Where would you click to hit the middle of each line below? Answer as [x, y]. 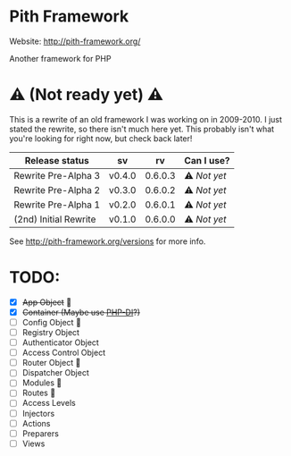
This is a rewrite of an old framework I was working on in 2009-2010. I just [146, 119]
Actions [36, 423]
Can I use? [207, 160]
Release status [57, 160]
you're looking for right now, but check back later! [101, 138]
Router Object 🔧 [51, 363]
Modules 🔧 [42, 383]
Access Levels [49, 403]
